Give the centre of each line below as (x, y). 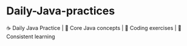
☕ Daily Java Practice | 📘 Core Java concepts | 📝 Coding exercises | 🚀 (94, 27)
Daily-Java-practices (61, 11)
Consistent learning (31, 36)
